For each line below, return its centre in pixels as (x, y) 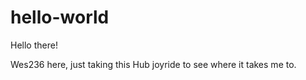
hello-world (60, 17)
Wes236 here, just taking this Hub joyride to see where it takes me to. (153, 64)
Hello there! (34, 45)
